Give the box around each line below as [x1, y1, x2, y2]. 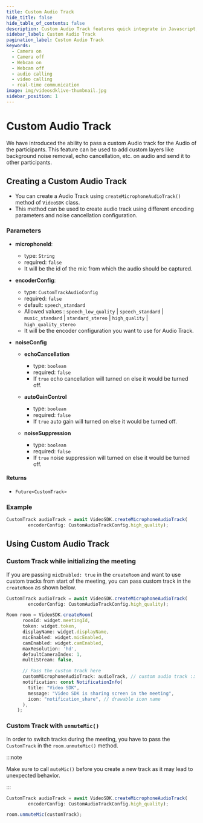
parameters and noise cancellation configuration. [14, 211, 138, 218]
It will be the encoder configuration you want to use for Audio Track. [24, 327, 195, 334]
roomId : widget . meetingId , [22, 618, 91, 624]
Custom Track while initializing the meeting [6, 557, 136, 566]
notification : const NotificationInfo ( [22, 679, 123, 686]
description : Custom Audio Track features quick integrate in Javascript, [6, 25, 199, 32]
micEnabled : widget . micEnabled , [22, 634, 104, 640]
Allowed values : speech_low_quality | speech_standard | [24, 307, 164, 315]
